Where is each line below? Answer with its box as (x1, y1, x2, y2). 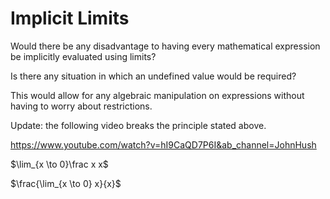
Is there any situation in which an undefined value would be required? (10, 70, 297, 82)
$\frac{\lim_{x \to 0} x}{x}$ (10, 177, 122, 189)
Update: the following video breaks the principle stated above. (10, 119, 267, 131)
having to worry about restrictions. (10, 100, 153, 112)
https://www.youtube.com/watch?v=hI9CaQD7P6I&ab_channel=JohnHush (10, 138, 317, 151)
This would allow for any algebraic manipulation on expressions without (10, 89, 305, 101)
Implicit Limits (10, 7, 130, 30)
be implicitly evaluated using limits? (10, 50, 157, 62)
